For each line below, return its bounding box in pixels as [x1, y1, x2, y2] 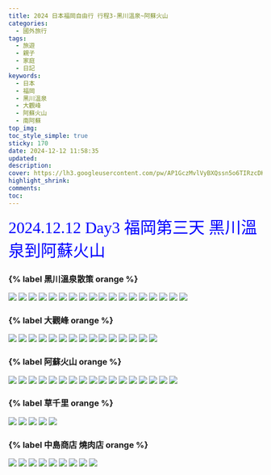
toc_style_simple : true [8, 131, 89, 140]
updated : [8, 154, 38, 162]
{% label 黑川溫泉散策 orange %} [8, 273, 139, 285]
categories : [8, 19, 48, 27]
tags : [8, 34, 27, 43]
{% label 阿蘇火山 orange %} [8, 356, 123, 368]
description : [8, 162, 52, 170]
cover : [8, 169, 31, 177]
